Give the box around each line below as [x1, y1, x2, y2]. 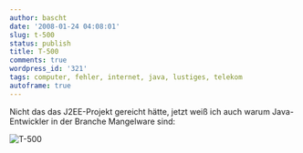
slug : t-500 [9, 30, 55, 39]
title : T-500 [9, 47, 59, 56]
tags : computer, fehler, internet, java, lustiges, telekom [9, 73, 244, 82]
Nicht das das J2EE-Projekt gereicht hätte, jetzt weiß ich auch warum [9, 106, 271, 117]
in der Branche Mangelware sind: [50, 116, 176, 127]
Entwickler [9, 116, 49, 127]
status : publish [9, 38, 71, 48]
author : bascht [9, 13, 68, 23]
